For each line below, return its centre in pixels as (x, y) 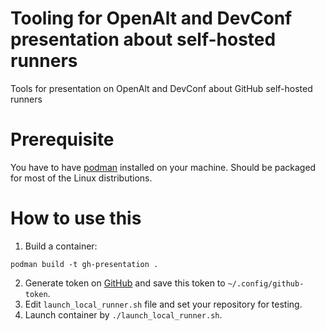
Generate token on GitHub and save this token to (125, 283)
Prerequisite (62, 139)
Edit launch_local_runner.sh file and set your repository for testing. (163, 304)
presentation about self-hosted (143, 39)
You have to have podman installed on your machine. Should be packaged (163, 167)
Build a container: (61, 246)
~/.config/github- (266, 283)
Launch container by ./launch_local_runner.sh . (123, 314)
